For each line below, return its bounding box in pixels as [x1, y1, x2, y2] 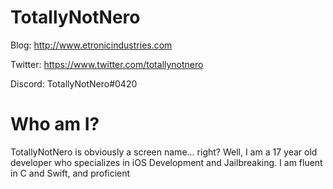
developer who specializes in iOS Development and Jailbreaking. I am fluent [10, 156, 323, 168]
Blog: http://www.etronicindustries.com [10, 39, 173, 51]
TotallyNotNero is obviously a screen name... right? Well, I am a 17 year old [10, 146, 318, 158]
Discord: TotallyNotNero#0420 [10, 77, 138, 90]
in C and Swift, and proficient [10, 167, 131, 179]
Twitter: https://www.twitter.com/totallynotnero [10, 58, 204, 70]
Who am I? [10, 113, 100, 136]
